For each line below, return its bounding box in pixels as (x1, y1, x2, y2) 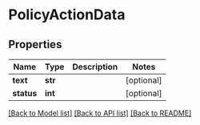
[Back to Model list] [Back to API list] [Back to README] (8, 108, 192, 118)
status (12, 88, 38, 99)
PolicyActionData (8, 6, 126, 24)
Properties (8, 38, 62, 51)
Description (71, 62, 118, 72)
